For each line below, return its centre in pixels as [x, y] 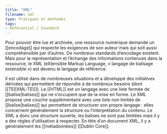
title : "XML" [19, 10]
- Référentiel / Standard [32, 28]
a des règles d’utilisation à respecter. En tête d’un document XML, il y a [78, 121]
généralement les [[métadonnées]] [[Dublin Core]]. [57, 126]
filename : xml [20, 14]
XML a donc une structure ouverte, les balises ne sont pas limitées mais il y [83, 116]
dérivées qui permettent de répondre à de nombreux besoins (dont [74, 84]
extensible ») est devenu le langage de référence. [56, 69]
